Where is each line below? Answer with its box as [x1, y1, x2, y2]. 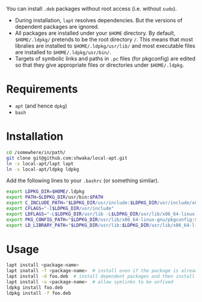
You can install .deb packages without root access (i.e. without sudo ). [6, 5, 177, 12]
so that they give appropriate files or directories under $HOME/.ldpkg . [14, 61, 185, 68]
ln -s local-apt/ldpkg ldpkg [6, 166, 79, 172]
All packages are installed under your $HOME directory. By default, [14, 29, 176, 37]
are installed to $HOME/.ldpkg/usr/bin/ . [14, 49, 111, 56]
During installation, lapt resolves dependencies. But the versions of [14, 17, 183, 23]
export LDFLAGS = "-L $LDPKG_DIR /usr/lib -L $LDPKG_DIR [6, 211, 138, 217]
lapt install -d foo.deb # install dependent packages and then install [6, 273, 195, 280]
